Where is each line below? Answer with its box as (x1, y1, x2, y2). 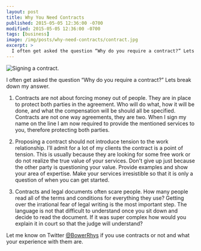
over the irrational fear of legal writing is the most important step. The (14, 200, 187, 208)
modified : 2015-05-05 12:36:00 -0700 (6, 25, 101, 32)
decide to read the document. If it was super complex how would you (14, 213, 187, 220)
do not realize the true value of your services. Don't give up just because (14, 157, 195, 164)
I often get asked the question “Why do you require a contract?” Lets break (6, 76, 191, 83)
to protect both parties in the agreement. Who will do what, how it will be (14, 101, 195, 108)
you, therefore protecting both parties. (14, 126, 110, 133)
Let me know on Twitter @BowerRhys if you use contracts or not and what (6, 231, 190, 238)
